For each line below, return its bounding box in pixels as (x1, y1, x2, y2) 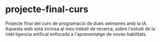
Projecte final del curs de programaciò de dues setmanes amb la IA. (5, 20, 148, 26)
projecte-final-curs (5, 4, 89, 15)
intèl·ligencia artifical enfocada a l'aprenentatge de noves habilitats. (5, 31, 147, 37)
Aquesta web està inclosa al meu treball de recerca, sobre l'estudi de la (5, 25, 155, 31)
